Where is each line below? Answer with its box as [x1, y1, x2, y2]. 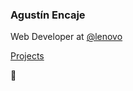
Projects [10, 50, 45, 62]
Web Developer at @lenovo [10, 31, 123, 43]
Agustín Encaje [10, 8, 86, 22]
